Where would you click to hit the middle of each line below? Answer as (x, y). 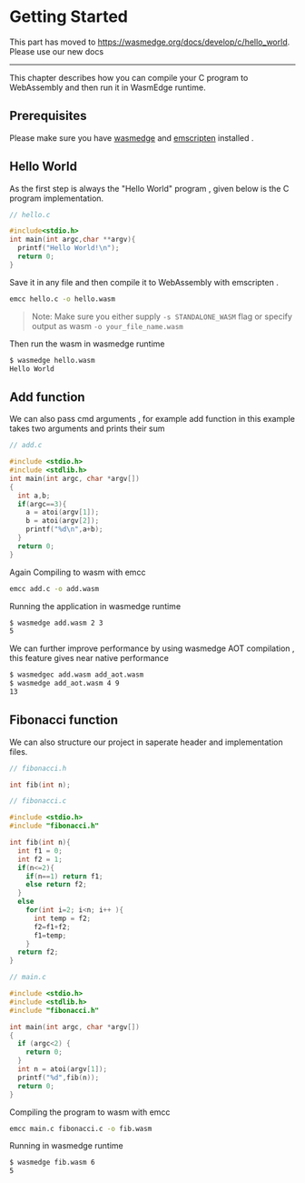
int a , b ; (34, 496)
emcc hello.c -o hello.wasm (63, 299)
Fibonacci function (64, 720)
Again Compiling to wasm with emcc (78, 572)
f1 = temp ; (50, 935)
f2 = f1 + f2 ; (52, 927)
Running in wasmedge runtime (67, 1146)
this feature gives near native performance (89, 658)
